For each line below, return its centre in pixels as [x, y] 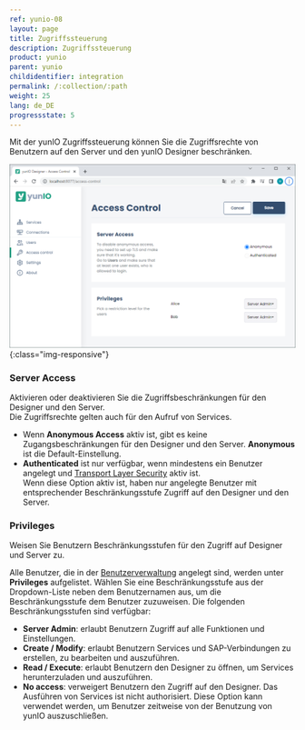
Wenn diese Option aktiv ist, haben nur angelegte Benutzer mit [139, 483]
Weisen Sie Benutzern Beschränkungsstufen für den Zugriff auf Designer [146, 545]
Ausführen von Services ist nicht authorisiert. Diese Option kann [143, 696]
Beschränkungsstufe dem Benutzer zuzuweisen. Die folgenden [127, 602]
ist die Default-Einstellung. [72, 454]
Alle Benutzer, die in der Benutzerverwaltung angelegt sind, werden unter [147, 573]
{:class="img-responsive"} [59, 354]
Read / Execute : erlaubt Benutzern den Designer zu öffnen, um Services [158, 667]
